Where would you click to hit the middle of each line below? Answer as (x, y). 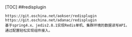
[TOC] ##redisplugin (26, 7)
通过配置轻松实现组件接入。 (29, 31)
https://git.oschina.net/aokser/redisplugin (51, 16)
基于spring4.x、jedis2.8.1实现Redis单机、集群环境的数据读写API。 (67, 25)
